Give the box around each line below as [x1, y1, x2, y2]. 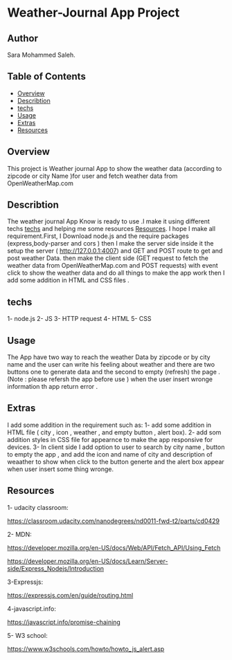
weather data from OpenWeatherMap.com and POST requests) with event [7, 262, 218, 270]
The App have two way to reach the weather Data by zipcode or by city [7, 353, 211, 361]
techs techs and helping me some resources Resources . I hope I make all [7, 225, 216, 233]
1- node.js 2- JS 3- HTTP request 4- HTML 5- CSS [7, 315, 152, 323]
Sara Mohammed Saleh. [7, 51, 76, 59]
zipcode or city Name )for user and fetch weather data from [7, 172, 178, 180]
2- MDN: [7, 530, 33, 538]
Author [7, 33, 38, 44]
